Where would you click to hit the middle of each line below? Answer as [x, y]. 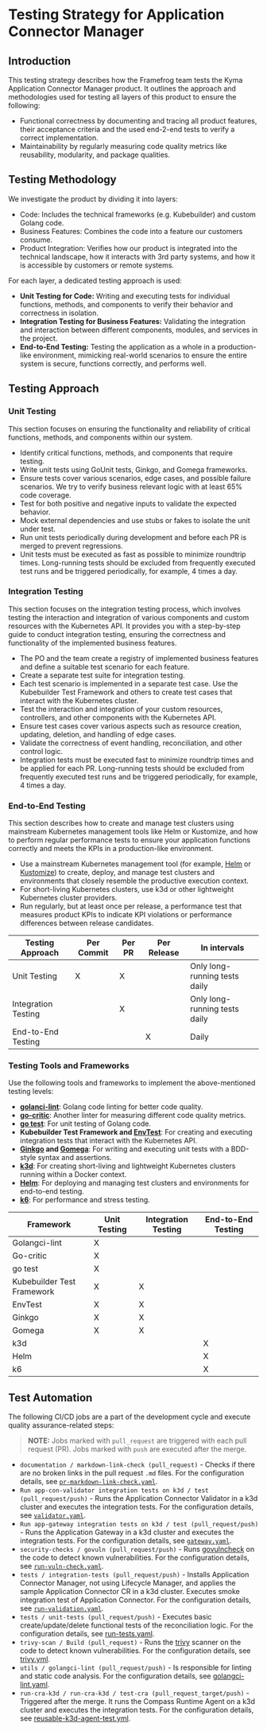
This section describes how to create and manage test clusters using [121, 823]
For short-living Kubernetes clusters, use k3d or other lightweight [127, 889]
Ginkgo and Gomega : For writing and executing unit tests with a [124, 1149]
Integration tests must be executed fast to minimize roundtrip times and [137, 760]
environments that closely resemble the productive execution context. [134, 881]
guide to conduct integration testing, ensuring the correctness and [117, 634]
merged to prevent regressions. [71, 545]
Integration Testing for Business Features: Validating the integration [133, 321]
